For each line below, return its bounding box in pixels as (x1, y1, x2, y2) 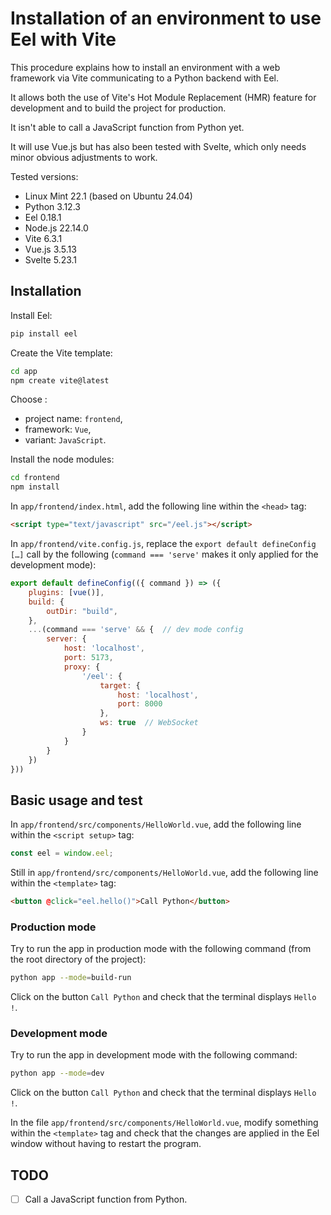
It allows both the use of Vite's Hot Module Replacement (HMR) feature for (10, 91, 317, 103)
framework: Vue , (24, 423, 92, 436)
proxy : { (63, 662, 101, 672)
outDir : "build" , (46, 606, 118, 616)
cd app (10, 366, 38, 376)
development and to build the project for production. (10, 102, 227, 114)
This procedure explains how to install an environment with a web (10, 61, 281, 73)
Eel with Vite (10, 28, 117, 51)
